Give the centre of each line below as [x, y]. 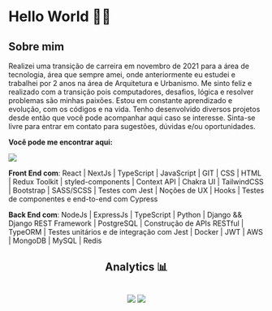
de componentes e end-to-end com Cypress [83, 199]
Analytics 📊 [136, 267]
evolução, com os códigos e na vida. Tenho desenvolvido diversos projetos [134, 109]
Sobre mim [37, 47]
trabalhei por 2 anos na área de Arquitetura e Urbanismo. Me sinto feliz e [130, 83]
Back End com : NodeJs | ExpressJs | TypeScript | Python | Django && [125, 215]
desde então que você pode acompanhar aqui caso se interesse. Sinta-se [132, 118]
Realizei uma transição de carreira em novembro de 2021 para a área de [129, 66]
